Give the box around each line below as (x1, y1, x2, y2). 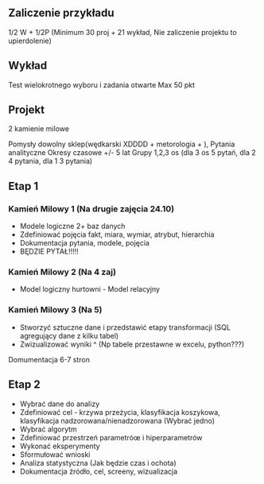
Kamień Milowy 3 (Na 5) (8, 304, 103, 316)
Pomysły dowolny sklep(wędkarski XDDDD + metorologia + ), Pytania (8, 139, 235, 149)
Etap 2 (8, 378, 41, 392)
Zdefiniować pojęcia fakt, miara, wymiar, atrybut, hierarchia (19, 230, 215, 239)
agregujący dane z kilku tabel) (19, 331, 119, 340)
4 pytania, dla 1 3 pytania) (8, 157, 93, 166)
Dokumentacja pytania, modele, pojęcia (19, 238, 149, 248)
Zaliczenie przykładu (8, 6, 115, 20)
